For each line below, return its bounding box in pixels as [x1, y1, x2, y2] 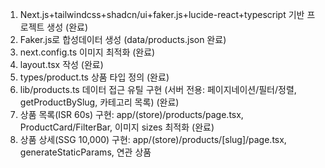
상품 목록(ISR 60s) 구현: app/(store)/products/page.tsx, [19, 109, 244, 120]
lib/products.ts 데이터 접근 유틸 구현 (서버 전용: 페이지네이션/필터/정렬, [19, 84, 297, 95]
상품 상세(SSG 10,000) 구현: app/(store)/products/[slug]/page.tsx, [19, 134, 287, 145]
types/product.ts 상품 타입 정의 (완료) [19, 71, 170, 83]
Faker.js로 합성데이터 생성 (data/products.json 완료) [19, 34, 227, 45]
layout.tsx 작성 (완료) [19, 59, 104, 70]
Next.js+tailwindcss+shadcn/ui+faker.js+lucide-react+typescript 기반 [19, 9, 305, 20]
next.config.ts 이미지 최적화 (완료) [19, 46, 156, 58]
